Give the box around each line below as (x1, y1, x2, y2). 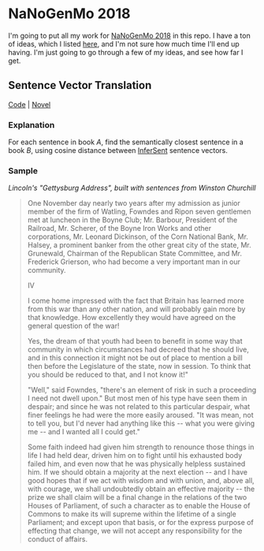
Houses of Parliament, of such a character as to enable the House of (27, 501, 251, 511)
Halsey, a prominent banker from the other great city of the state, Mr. (27, 240, 251, 250)
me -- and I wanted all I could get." (27, 427, 140, 437)
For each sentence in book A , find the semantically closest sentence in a (8, 137, 244, 147)
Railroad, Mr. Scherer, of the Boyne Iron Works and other (27, 224, 212, 233)
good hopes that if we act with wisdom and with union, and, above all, (27, 476, 255, 486)
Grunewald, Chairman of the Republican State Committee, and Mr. (27, 249, 243, 259)
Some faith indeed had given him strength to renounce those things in (27, 442, 255, 452)
